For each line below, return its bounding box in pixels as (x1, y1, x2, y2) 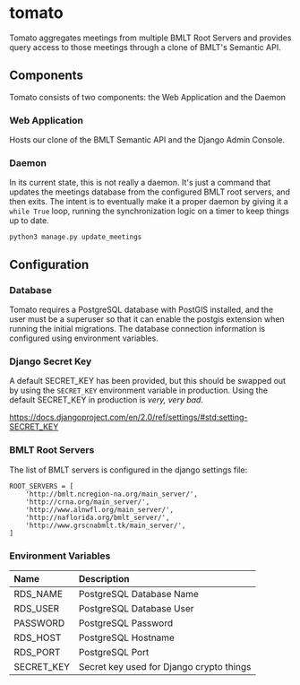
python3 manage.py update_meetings (9, 232, 142, 242)
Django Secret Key (9, 355, 92, 368)
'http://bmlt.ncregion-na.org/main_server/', (25, 490, 199, 499)
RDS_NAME (13, 587, 64, 600)
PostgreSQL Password (78, 617, 174, 629)
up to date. (9, 215, 49, 226)
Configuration (9, 256, 90, 272)
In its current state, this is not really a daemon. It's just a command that (9, 178, 271, 188)
